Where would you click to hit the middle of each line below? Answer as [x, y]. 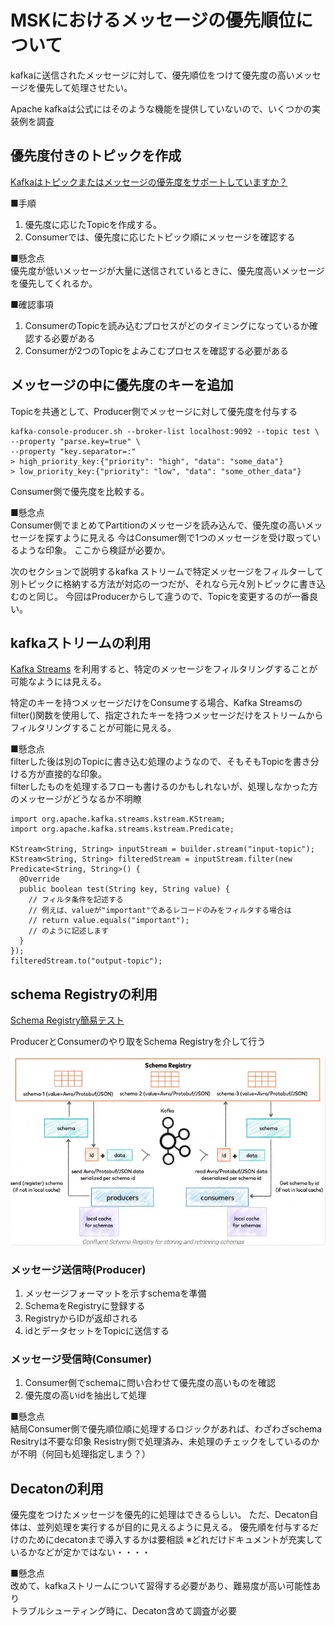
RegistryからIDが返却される [81, 1318]
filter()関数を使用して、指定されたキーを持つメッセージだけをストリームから [167, 715]
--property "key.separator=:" [73, 451]
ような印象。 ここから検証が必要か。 [94, 550]
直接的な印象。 [75, 774]
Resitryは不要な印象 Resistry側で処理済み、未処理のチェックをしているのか [165, 1442]
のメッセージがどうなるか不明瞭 [76, 799]
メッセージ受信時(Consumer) [81, 1359]
